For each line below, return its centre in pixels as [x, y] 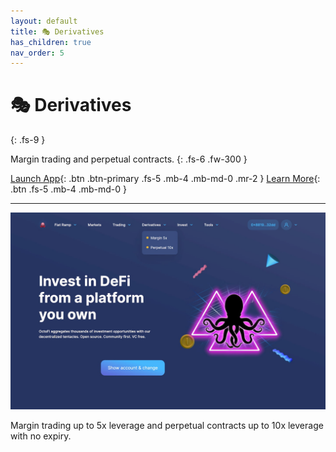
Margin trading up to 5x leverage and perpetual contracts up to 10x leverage [167, 426]
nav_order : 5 [37, 53]
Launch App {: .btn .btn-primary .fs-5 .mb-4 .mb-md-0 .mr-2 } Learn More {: [165, 179]
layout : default [44, 21]
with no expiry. [41, 436]
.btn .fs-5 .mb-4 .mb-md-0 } [68, 189]
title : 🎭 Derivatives [57, 31]
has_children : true [51, 42]
